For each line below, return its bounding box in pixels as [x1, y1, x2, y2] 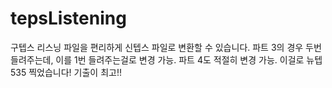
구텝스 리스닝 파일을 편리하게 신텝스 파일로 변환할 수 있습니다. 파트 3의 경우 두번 [10, 41, 322, 53]
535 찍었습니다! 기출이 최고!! [10, 66, 122, 78]
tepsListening [10, 7, 127, 30]
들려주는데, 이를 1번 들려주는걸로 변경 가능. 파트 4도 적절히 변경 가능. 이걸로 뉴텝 [10, 53, 323, 66]
